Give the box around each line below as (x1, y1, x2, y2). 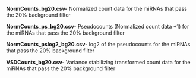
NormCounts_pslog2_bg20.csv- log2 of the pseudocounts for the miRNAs (6, 41, 191, 48)
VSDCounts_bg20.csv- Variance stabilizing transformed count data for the (6, 59, 191, 65)
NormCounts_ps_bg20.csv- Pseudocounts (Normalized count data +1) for (6, 23, 189, 30)
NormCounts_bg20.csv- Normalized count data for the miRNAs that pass (6, 5, 187, 12)
